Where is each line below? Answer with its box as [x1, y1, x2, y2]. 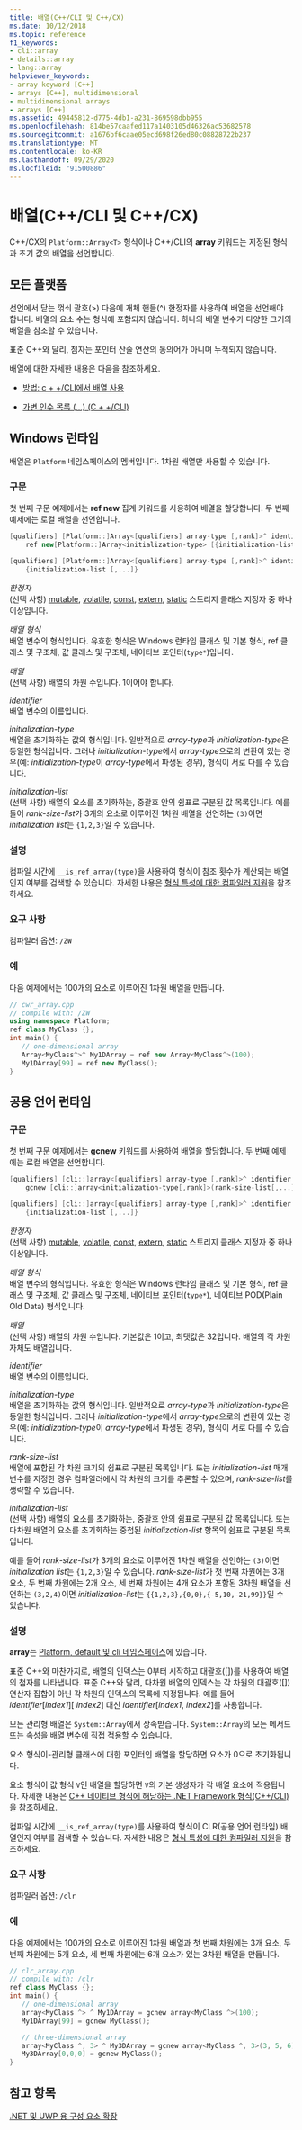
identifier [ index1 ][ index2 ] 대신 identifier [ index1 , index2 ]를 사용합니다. [9, 1699, 262, 1710]
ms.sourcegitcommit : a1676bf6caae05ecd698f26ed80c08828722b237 [9, 130, 252, 139]
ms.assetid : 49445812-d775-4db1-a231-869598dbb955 [9, 113, 203, 122]
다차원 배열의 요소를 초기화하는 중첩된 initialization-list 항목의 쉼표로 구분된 [9, 1524, 274, 1535]
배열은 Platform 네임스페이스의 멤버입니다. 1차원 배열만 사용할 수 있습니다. [9, 455, 271, 466]
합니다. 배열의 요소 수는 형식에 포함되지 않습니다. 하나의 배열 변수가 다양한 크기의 [9, 314, 292, 325]
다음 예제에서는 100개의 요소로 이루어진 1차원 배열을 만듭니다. [9, 982, 225, 993]
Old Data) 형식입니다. [9, 1300, 85, 1311]
